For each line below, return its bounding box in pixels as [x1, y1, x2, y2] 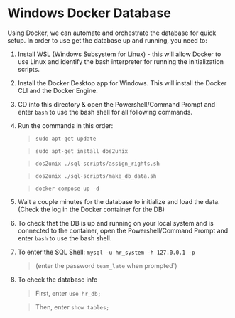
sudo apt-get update [35, 135, 97, 142]
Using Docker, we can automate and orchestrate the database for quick [7, 28, 217, 37]
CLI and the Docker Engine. [17, 86, 98, 95]
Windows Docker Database [7, 5, 172, 21]
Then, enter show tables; [35, 302, 110, 311]
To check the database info [17, 275, 98, 284]
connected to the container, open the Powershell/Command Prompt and [17, 226, 229, 235]
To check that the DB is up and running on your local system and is [17, 218, 214, 227]
